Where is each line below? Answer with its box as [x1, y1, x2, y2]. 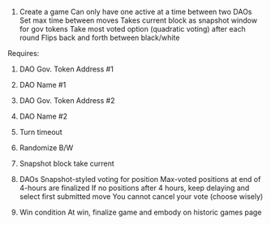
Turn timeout [19, 128, 62, 136]
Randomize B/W [19, 143, 74, 153]
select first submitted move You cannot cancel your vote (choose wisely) [19, 192, 264, 201]
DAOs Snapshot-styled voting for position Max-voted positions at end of [19, 175, 261, 184]
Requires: [7, 49, 40, 58]
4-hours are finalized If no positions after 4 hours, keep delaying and [19, 183, 250, 193]
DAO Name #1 [19, 80, 67, 89]
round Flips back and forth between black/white [19, 32, 180, 42]
